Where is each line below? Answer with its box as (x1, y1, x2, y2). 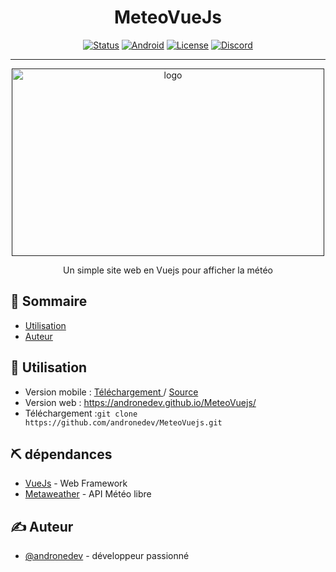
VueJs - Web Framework (24, 477, 128, 490)
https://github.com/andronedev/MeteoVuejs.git (24, 417, 223, 428)
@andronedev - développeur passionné (24, 550, 190, 562)
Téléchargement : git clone (24, 407, 138, 419)
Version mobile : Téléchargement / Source (24, 386, 199, 398)
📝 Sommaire (10, 293, 88, 310)
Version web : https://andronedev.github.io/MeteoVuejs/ (24, 396, 257, 408)
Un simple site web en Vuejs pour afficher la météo (63, 264, 273, 276)
